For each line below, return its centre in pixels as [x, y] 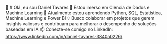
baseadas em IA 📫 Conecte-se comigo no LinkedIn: [59, 29]
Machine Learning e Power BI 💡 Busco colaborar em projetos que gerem [80, 18]
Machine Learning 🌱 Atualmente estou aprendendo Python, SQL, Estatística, [84, 13]
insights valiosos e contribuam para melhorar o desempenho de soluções [81, 24]
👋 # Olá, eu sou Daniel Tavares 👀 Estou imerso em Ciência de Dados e [77, 8]
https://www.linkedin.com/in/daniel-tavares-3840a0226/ [64, 36]
